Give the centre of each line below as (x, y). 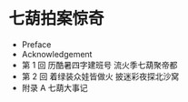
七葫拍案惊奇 (57, 19)
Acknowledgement (57, 54)
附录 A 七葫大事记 (54, 87)
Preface (36, 44)
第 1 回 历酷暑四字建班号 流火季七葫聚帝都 (99, 65)
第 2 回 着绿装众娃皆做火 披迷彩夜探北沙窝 (100, 76)
